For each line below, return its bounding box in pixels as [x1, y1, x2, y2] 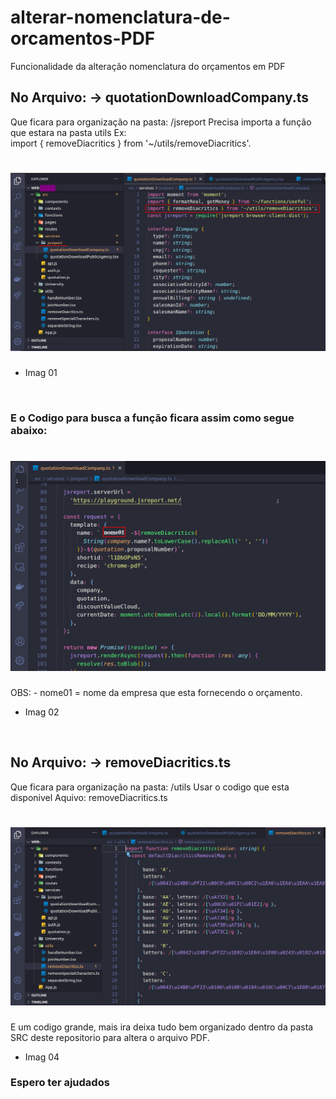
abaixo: [10, 423, 48, 437]
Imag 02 [24, 706, 60, 718]
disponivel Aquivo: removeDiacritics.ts [10, 791, 168, 803]
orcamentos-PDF [10, 27, 156, 50]
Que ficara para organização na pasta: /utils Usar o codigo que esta [10, 781, 290, 793]
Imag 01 [24, 366, 58, 378]
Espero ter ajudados [10, 1076, 110, 1090]
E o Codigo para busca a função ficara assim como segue [10, 411, 295, 425]
